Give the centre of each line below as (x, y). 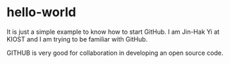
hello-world (42, 12)
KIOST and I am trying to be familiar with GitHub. (77, 39)
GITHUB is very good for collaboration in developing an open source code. (115, 53)
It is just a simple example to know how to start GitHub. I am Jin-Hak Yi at (113, 32)
